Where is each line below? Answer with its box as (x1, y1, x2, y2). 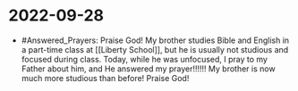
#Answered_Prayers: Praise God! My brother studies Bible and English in (21, 35, 290, 45)
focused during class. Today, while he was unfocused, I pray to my (21, 54, 268, 64)
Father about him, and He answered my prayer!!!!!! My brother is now (21, 63, 276, 74)
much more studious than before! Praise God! (21, 72, 190, 83)
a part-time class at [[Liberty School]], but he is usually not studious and (21, 44, 289, 54)
